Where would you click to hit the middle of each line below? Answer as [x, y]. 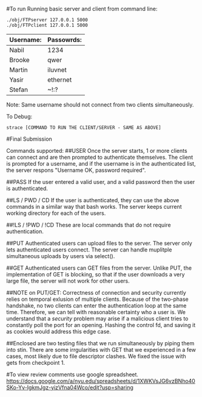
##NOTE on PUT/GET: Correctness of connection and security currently [96, 293]
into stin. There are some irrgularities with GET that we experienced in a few [101, 350]
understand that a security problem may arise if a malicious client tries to [97, 318]
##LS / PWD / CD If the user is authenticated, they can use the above [93, 200]
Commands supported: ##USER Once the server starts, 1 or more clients [97, 151]
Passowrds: [65, 40]
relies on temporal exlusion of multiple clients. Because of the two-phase [98, 299]
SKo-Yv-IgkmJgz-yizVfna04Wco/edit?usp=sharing [70, 387]
